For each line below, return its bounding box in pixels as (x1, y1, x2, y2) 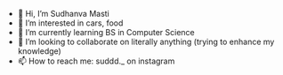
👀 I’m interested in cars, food (17, 18, 124, 28)
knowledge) (17, 46, 62, 56)
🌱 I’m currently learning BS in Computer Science (17, 27, 196, 37)
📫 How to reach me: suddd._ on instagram (17, 56, 175, 66)
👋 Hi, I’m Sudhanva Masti (17, 9, 109, 19)
